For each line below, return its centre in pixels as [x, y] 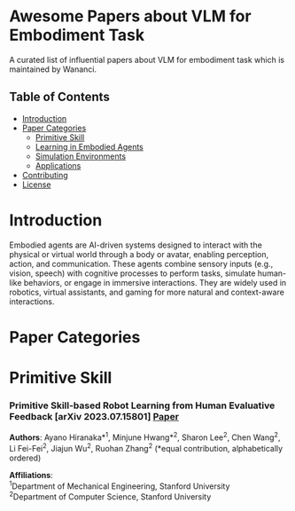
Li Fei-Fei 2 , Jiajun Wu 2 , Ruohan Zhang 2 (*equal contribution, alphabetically [146, 448]
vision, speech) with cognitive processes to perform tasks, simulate [132, 273]
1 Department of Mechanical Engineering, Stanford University [120, 485]
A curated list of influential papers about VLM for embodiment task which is [147, 59]
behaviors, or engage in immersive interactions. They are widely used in [155, 282]
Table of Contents [60, 97]
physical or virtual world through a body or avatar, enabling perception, [139, 254]
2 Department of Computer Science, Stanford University [110, 496]
